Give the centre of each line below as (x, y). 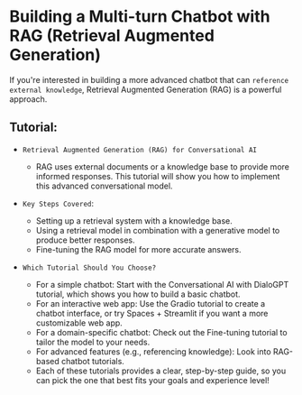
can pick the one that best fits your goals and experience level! (153, 380)
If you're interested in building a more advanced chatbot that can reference (149, 79)
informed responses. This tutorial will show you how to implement (158, 176)
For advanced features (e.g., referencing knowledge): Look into (154, 351)
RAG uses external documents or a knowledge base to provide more (163, 166)
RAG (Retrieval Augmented (112, 36)
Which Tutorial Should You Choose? (89, 268)
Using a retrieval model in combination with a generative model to (158, 230)
